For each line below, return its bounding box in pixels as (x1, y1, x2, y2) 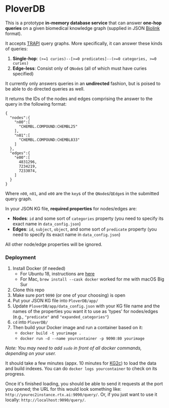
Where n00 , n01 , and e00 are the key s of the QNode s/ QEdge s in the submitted (5, 190, 159, 196)
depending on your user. (5, 350, 57, 356)
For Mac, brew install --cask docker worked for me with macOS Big (20, 276, 164, 282)
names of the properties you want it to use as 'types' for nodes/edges (12, 308, 158, 314)
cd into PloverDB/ (12, 319, 48, 325)
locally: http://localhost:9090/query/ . (5, 397, 86, 403)
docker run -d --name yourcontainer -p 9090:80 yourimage (20, 336, 145, 341)
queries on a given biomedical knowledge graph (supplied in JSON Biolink (5, 25, 160, 31)
